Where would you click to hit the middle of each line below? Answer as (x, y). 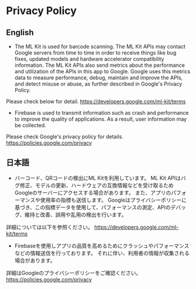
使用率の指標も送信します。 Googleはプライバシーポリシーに (114, 200)
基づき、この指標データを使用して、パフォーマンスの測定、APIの (92, 207)
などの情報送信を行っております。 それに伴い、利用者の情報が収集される (102, 253)
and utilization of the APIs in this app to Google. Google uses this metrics (102, 71)
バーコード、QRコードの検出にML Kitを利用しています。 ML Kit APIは (98, 178)
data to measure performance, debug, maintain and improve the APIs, (99, 78)
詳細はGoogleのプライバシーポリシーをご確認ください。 (74, 273)
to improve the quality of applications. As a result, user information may (101, 119)
